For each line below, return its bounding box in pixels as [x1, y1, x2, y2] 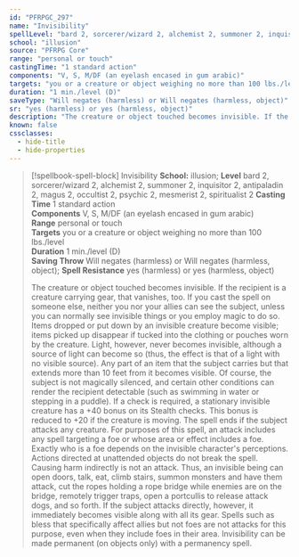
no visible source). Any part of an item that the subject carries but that [30, 357, 289, 368]
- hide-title [17, 137, 66, 146]
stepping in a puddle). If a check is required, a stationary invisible [30, 396, 271, 406]
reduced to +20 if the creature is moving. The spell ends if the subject [30, 414, 287, 425]
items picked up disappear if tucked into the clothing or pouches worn [30, 329, 289, 340]
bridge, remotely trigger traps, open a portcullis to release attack [30, 490, 269, 501]
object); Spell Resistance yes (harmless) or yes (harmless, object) [30, 265, 275, 275]
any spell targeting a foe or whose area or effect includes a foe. [30, 433, 264, 444]
